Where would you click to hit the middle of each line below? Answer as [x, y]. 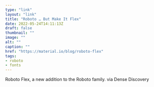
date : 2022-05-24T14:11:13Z [34, 24]
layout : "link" [21, 14]
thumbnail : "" [20, 33]
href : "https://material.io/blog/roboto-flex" [54, 51]
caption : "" [17, 47]
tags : [11, 56]
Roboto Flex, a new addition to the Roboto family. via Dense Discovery [77, 80]
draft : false [19, 28]
